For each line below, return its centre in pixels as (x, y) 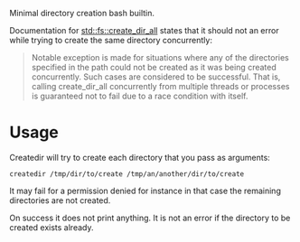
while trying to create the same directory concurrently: (111, 40)
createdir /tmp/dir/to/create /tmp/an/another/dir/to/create (127, 174)
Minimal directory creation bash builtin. (82, 13)
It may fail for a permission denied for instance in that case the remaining (145, 191)
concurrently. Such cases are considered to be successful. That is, (156, 77)
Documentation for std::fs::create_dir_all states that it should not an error (144, 30)
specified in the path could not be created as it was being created (154, 67)
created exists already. (52, 227)
